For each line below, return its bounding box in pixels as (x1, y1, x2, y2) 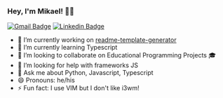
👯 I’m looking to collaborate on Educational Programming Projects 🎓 (17, 51, 216, 59)
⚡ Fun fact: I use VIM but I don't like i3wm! (17, 84, 140, 92)
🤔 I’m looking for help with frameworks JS (17, 61, 139, 69)
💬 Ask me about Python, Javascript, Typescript (17, 69, 154, 77)
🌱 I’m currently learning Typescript (17, 43, 118, 52)
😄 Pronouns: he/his (17, 76, 75, 85)
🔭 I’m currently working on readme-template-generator (17, 36, 177, 44)
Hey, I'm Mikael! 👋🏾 (7, 6, 75, 16)
